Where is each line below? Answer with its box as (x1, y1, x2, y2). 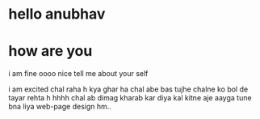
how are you (8, 42, 93, 61)
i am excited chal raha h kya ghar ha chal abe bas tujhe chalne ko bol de (8, 84, 249, 94)
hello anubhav (8, 5, 106, 23)
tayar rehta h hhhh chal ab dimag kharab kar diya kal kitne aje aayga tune (8, 93, 252, 103)
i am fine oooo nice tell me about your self (8, 69, 149, 79)
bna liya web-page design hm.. (8, 102, 111, 112)
